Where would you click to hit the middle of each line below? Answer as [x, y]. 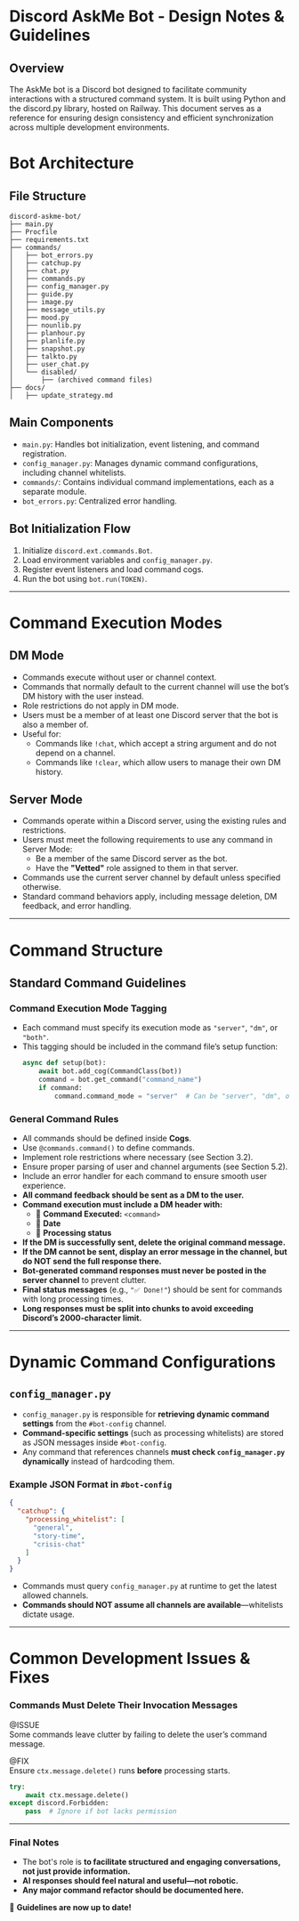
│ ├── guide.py [41, 295]
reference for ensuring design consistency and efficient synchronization [141, 118]
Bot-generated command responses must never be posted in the [144, 1271]
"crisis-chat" [59, 1544]
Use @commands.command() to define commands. [109, 1147]
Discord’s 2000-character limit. [82, 1318]
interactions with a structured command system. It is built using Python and [148, 99]
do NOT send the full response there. [92, 1261]
